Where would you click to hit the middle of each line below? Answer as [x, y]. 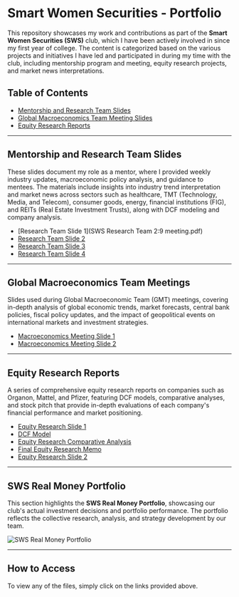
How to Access [42, 569]
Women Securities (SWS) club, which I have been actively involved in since [119, 40]
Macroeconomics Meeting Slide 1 [66, 336]
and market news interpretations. [56, 71]
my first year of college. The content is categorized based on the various [114, 48]
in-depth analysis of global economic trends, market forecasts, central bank [118, 307]
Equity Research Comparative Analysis [74, 442]
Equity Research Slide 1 [52, 427]
